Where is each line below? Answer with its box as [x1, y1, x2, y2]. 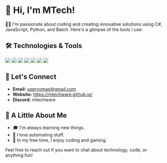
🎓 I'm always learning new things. [12, 125, 85, 131]
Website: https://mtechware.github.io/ [12, 91, 93, 97]
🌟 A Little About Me [5, 111, 67, 119]
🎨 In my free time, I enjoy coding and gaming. [12, 137, 107, 143]
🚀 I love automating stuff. [12, 132, 65, 138]
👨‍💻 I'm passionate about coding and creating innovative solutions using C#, [5, 21, 162, 27]
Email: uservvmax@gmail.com [12, 86, 76, 92]
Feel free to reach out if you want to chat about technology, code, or [5, 147, 147, 153]
